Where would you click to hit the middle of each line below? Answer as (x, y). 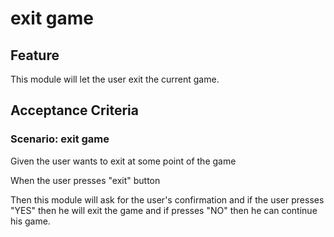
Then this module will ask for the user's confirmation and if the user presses (167, 199)
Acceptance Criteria (74, 110)
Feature (35, 55)
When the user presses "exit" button (85, 180)
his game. (30, 221)
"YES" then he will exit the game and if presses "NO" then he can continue (164, 210)
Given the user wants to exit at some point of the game (123, 161)
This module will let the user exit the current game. (115, 79)
